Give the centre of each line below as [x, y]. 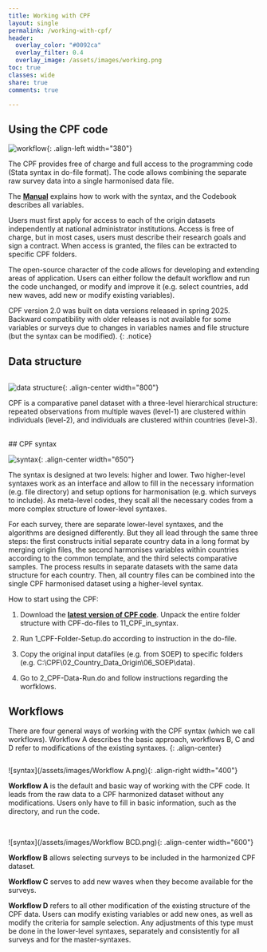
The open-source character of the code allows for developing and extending [134, 270]
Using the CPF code [58, 129]
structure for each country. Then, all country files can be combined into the [132, 575]
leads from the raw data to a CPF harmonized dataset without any [116, 794]
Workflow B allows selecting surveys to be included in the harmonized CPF [132, 857]
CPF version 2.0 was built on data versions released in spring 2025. [119, 311]
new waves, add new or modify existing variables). [92, 296]
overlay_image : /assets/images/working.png [88, 61]
